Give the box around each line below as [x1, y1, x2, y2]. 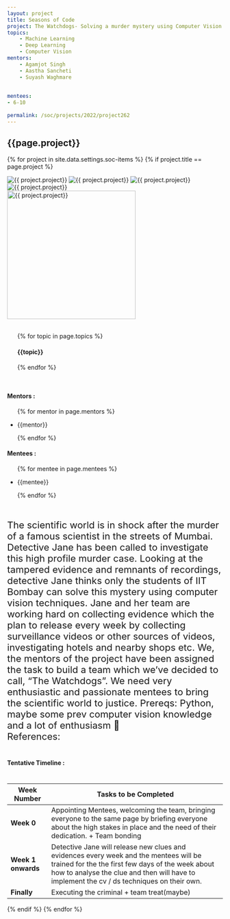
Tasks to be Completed [97, 790, 175, 799]
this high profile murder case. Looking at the [7, 553, 203, 565]
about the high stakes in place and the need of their [51, 822, 217, 832]
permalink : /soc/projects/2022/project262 [7, 112, 130, 118]
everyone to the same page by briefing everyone [51, 814, 208, 824]
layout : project [7, 10, 53, 17]
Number [14, 794, 41, 803]
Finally [10, 887, 33, 897]
